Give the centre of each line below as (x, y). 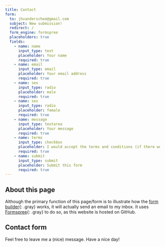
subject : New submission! (36, 23)
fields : (17, 42)
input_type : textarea (40, 124)
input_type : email (37, 69)
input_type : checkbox (40, 142)
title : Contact (21, 10)
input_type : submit (38, 160)
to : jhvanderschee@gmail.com (39, 19)
